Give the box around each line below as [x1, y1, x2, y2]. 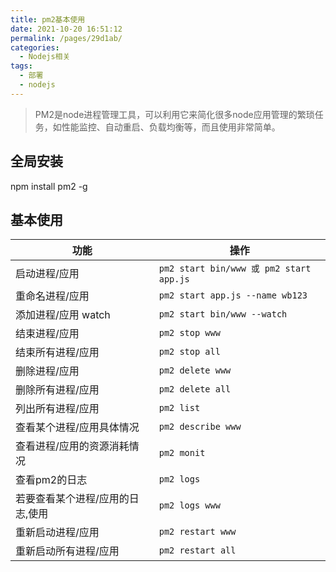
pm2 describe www [158, 421, 242, 433]
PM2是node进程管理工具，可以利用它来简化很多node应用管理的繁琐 [34, 108, 315, 120]
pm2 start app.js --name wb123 [158, 290, 308, 301]
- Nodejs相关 [19, 52, 71, 62]
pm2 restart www [158, 526, 237, 538]
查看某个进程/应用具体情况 [15, 421, 140, 435]
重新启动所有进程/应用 [15, 544, 120, 558]
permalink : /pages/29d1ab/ [10, 33, 123, 43]
